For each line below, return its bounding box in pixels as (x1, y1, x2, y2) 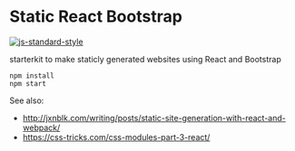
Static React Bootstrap (9, 6, 183, 27)
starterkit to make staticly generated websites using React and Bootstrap (9, 53, 281, 64)
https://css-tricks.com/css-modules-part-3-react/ (22, 131, 211, 142)
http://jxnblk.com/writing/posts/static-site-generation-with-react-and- (22, 112, 286, 123)
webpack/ (22, 122, 61, 133)
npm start (9, 79, 47, 88)
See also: (9, 95, 44, 106)
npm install (9, 71, 54, 80)
